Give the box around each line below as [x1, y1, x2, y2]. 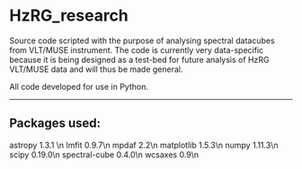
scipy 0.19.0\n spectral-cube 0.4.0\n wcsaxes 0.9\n [9, 149, 200, 160]
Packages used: [9, 116, 102, 131]
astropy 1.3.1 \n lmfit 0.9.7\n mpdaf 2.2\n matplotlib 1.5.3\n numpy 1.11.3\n [9, 139, 279, 150]
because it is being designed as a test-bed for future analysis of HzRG [9, 54, 270, 65]
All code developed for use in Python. [9, 81, 149, 92]
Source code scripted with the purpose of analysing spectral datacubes [9, 35, 276, 46]
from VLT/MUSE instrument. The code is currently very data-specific [9, 44, 264, 55]
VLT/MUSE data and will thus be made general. [9, 64, 183, 75]
